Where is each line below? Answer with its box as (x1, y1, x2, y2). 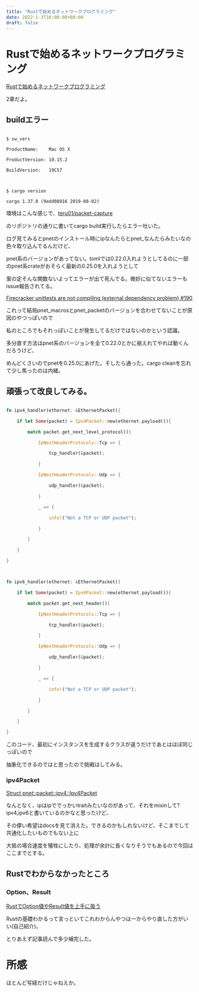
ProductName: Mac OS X (6, 146, 70, 152)
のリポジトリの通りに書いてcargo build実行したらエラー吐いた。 (6, 223, 164, 230)
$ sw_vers (6, 136, 31, 142)
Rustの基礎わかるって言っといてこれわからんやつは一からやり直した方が (6, 915, 184, 922)
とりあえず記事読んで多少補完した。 (6, 935, 95, 943)
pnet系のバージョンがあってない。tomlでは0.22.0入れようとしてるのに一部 (6, 255, 189, 262)
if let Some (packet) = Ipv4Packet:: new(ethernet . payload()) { (17, 418, 171, 424)
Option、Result (6, 888, 52, 896)
